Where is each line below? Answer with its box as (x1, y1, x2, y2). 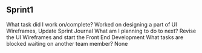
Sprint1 (6, 5, 34, 15)
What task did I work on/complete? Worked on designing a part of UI (6, 20, 177, 28)
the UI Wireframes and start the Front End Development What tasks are (6, 33, 184, 41)
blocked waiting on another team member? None (6, 40, 128, 47)
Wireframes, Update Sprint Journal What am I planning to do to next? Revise (6, 27, 197, 34)
